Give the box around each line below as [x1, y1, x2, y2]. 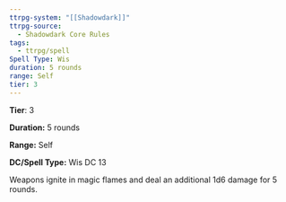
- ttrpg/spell [17, 47, 70, 56]
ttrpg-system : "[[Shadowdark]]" [9, 13, 130, 22]
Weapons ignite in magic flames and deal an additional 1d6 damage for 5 [9, 174, 278, 185]
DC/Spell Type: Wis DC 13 [9, 156, 107, 167]
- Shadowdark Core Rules [17, 30, 110, 39]
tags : [9, 38, 30, 48]
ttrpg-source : [9, 22, 63, 31]
